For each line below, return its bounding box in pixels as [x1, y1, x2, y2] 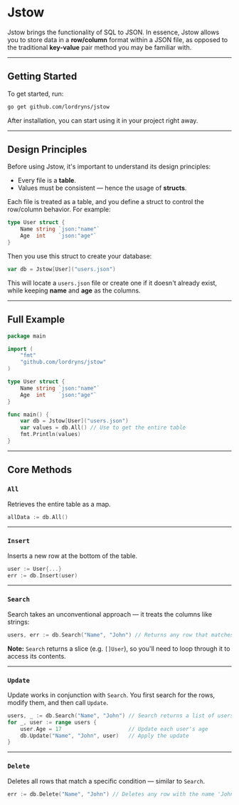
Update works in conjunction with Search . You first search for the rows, [7, 690, 216, 699]
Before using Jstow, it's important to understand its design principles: [7, 162, 211, 171]
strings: [7, 617, 30, 626]
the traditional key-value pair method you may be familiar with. [7, 43, 192, 51]
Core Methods [7, 464, 73, 476]
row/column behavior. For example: [7, 205, 111, 214]
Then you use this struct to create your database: [7, 251, 152, 260]
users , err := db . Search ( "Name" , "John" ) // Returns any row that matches [7, 631, 234, 639]
